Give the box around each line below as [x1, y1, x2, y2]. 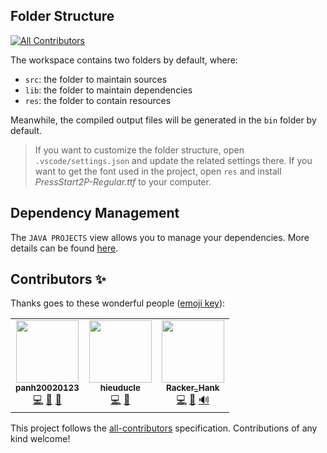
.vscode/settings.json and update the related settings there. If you [34, 154, 313, 166]
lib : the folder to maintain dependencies [24, 84, 193, 96]
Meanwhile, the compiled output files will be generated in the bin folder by [10, 114, 317, 126]
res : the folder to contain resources [24, 94, 172, 106]
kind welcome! [10, 433, 71, 445]
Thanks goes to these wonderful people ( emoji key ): [10, 297, 226, 309]
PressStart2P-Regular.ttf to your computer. [34, 175, 212, 188]
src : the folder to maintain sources [24, 73, 168, 85]
